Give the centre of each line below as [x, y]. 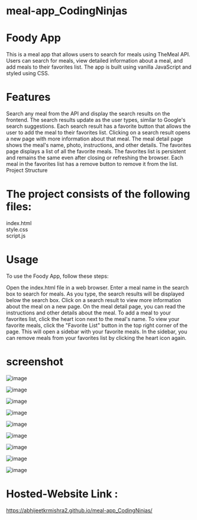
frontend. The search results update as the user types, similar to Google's [96, 120]
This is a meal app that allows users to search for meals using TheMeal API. [98, 54]
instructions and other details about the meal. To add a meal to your [89, 313]
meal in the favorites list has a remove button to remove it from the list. [92, 164]
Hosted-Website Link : [62, 494]
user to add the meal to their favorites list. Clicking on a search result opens [98, 133]
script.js [16, 236]
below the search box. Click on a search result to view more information [94, 300]
